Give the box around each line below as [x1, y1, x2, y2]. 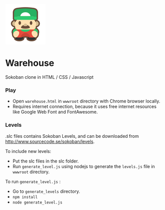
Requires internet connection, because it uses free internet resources [12, 103, 157, 110]
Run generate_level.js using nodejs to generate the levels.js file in [12, 163, 155, 169]
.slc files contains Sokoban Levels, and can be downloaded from [5, 133, 139, 139]
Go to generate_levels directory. [12, 188, 80, 194]
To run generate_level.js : [5, 178, 61, 184]
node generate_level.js [12, 200, 63, 205]
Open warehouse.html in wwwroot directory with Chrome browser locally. [12, 98, 160, 104]
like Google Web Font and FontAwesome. [12, 109, 98, 115]
